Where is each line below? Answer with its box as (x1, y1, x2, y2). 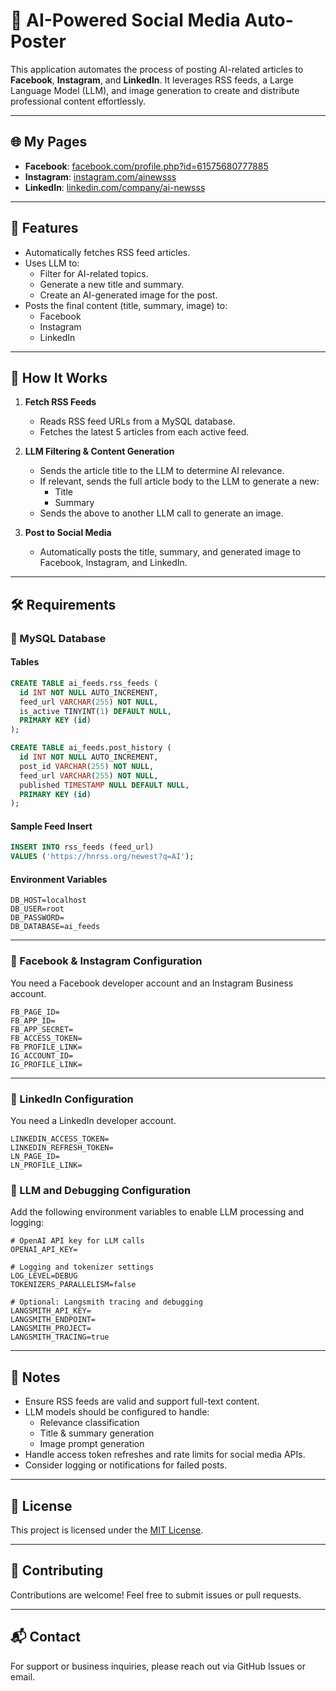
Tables (10, 656, 40, 668)
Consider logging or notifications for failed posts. (24, 1459, 228, 1471)
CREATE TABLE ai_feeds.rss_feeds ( (10, 678, 159, 688)
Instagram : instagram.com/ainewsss (24, 170, 177, 183)
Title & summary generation (39, 1427, 155, 1439)
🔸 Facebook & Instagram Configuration (10, 954, 203, 968)
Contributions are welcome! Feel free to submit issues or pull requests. (10, 1589, 302, 1601)
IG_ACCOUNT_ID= (10, 1050, 74, 1061)
